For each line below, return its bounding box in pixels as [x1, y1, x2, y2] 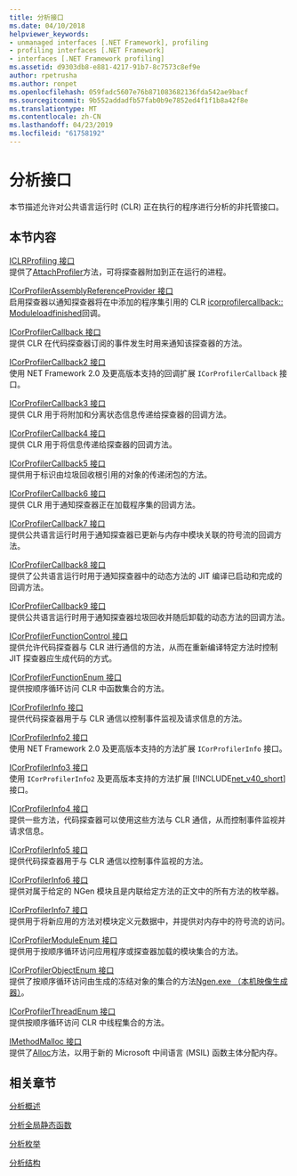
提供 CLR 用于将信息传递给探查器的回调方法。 [9, 438, 178, 450]
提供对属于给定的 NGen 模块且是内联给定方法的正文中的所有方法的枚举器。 [9, 886, 285, 896]
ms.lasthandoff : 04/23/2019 [9, 121, 114, 130]
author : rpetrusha [9, 71, 77, 80]
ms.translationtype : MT [9, 104, 98, 113]
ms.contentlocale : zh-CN [9, 112, 101, 121]
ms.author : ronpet [9, 79, 77, 88]
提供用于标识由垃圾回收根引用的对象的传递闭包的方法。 [9, 469, 212, 479]
